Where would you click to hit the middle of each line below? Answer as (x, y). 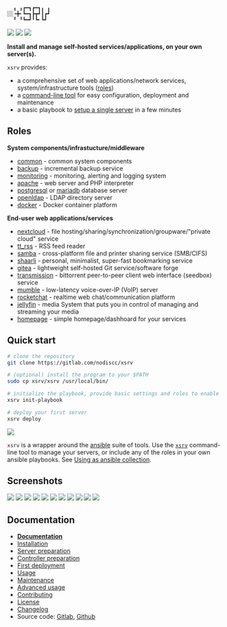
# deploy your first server (47, 412)
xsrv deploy (24, 419)
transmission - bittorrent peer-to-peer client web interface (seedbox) (115, 275)
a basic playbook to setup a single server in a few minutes (99, 110)
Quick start (32, 341)
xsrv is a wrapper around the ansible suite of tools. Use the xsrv (98, 445)
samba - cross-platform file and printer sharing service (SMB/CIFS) (112, 253)
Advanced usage (41, 587)
